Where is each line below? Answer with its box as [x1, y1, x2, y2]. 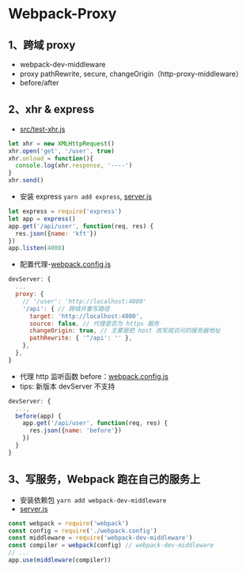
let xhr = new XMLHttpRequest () [8, 139, 115, 147]
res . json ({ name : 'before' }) [28, 426, 123, 435]
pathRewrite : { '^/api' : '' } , [28, 334, 133, 343]
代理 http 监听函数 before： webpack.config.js [19, 371, 168, 381]
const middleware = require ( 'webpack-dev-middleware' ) [8, 534, 193, 542]
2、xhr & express [8, 103, 95, 116]
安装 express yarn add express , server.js [19, 191, 153, 202]
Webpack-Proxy [8, 5, 117, 23]
